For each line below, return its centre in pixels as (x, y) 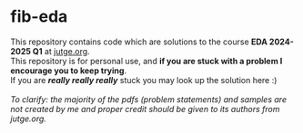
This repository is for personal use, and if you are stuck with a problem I (146, 61)
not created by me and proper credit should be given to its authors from (145, 109)
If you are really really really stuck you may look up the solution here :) (144, 80)
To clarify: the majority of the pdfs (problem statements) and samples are (149, 99)
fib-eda (39, 17)
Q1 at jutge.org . (61, 51)
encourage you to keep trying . (68, 71)
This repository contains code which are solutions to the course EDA (139, 42)
